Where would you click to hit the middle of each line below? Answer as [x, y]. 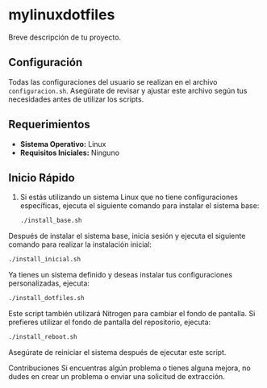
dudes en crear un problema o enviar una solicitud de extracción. [117, 376]
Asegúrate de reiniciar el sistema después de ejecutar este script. [117, 352]
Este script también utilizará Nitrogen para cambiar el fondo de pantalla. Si [132, 313]
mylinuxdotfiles [62, 15]
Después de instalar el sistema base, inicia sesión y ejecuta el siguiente [127, 236]
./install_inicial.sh [45, 260]
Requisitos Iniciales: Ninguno [69, 152]
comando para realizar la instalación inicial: [80, 244]
